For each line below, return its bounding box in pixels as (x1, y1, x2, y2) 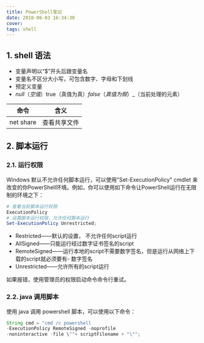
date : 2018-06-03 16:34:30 (6, 15, 75, 21)
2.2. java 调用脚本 (6, 293, 59, 301)
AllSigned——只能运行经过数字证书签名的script (15, 240, 134, 248)
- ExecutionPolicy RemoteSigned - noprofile (6, 325, 116, 332)
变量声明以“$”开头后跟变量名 (15, 68, 89, 75)
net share (9, 118, 37, 127)
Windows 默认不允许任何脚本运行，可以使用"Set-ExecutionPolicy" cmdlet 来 (6, 175, 199, 183)
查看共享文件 (42, 119, 79, 127)
